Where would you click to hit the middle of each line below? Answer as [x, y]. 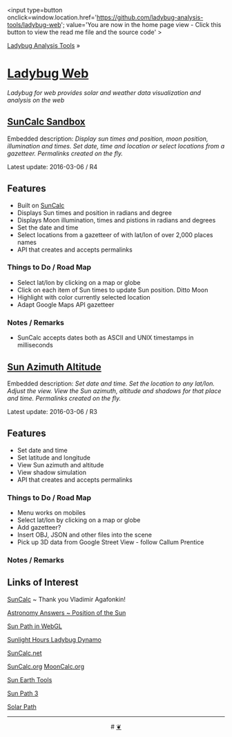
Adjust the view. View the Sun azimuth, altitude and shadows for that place [114, 390]
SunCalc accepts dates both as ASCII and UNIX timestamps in [105, 338]
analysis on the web [36, 100]
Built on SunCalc [41, 205]
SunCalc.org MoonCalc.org [46, 666]
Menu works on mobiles [51, 513]
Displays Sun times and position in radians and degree [95, 213]
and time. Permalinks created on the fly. [64, 398]
